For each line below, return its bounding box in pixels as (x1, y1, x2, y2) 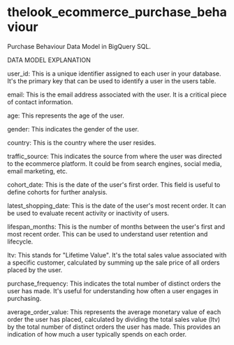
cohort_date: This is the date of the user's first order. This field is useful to (7, 180, 221, 189)
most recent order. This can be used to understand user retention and (7, 230, 208, 238)
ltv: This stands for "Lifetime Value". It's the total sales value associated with (7, 251, 227, 259)
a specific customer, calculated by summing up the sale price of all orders (7, 258, 220, 267)
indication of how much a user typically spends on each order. (7, 330, 187, 338)
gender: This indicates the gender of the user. (7, 125, 140, 133)
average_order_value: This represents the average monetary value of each (7, 307, 221, 316)
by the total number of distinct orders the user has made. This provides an (7, 323, 221, 331)
